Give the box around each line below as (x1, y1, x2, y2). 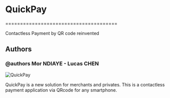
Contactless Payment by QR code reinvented (5, 30, 99, 36)
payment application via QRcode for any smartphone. (5, 87, 117, 93)
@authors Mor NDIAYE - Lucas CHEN (5, 60, 99, 67)
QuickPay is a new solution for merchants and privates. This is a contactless (5, 81, 165, 87)
